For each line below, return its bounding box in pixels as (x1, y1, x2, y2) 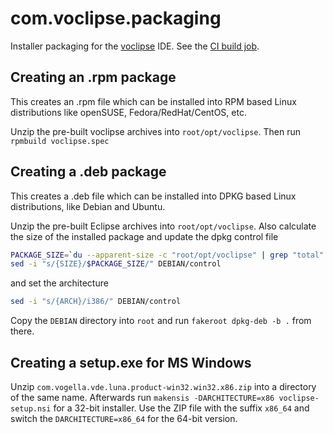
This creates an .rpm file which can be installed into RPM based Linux (10, 95, 297, 107)
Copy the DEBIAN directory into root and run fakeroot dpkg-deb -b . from (10, 315, 312, 327)
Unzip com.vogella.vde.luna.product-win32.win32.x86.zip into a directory (10, 381, 317, 392)
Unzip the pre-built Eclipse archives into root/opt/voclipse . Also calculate (10, 220, 317, 232)
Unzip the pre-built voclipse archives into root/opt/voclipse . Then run (10, 125, 301, 137)
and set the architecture (10, 277, 109, 289)
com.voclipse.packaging (10, 7, 222, 30)
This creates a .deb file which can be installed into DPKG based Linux (10, 190, 297, 202)
